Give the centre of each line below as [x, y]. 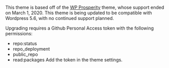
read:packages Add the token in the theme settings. [68, 60]
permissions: [19, 33]
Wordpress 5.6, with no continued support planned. [60, 18]
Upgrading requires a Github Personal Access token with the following [80, 28]
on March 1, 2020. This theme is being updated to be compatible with [79, 13]
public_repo [25, 54]
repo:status [25, 43]
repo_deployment [31, 49]
